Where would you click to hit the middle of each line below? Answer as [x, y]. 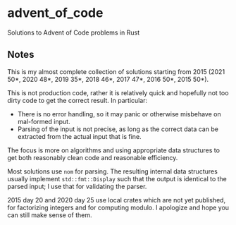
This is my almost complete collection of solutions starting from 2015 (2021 [116, 71]
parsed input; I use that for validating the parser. [77, 186]
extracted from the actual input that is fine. [80, 136]
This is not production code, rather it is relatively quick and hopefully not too [118, 92]
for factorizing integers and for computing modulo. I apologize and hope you [118, 207]
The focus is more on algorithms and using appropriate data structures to [114, 150]
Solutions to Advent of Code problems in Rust [74, 32]
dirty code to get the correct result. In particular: [77, 100]
